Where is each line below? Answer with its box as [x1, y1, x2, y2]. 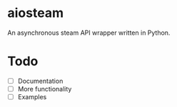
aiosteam [7, 5, 64, 21]
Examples [17, 93, 47, 101]
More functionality [17, 84, 72, 93]
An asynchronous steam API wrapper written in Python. [7, 28, 171, 37]
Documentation [17, 77, 64, 85]
